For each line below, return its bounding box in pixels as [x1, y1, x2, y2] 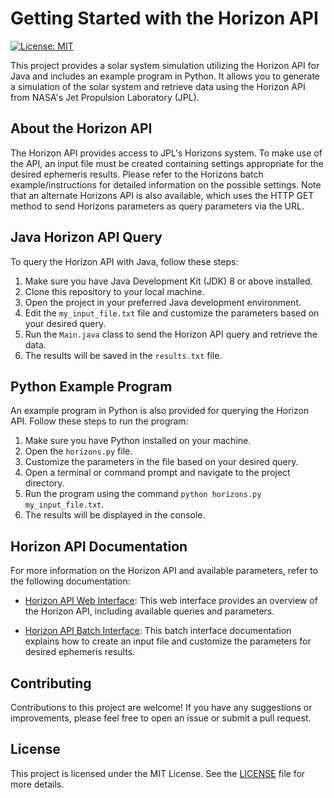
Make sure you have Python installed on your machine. [24, 435, 252, 447]
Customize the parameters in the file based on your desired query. [24, 456, 299, 468]
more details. [10, 778, 65, 790]
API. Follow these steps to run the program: [10, 415, 189, 427]
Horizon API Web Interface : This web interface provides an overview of [24, 595, 318, 607]
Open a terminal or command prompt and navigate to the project [24, 467, 291, 479]
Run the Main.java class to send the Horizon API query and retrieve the [24, 328, 318, 340]
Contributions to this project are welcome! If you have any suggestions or [10, 702, 313, 713]
